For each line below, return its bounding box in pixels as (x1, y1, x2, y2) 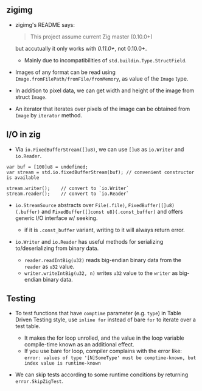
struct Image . (15, 93, 47, 100)
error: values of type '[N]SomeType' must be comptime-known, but (24, 355, 197, 361)
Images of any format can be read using (15, 68, 116, 76)
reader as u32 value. (24, 263, 75, 270)
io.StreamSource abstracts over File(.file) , (15, 201, 127, 208)
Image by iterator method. (15, 111, 83, 119)
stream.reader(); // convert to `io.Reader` (6, 191, 130, 197)
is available (6, 174, 40, 181)
